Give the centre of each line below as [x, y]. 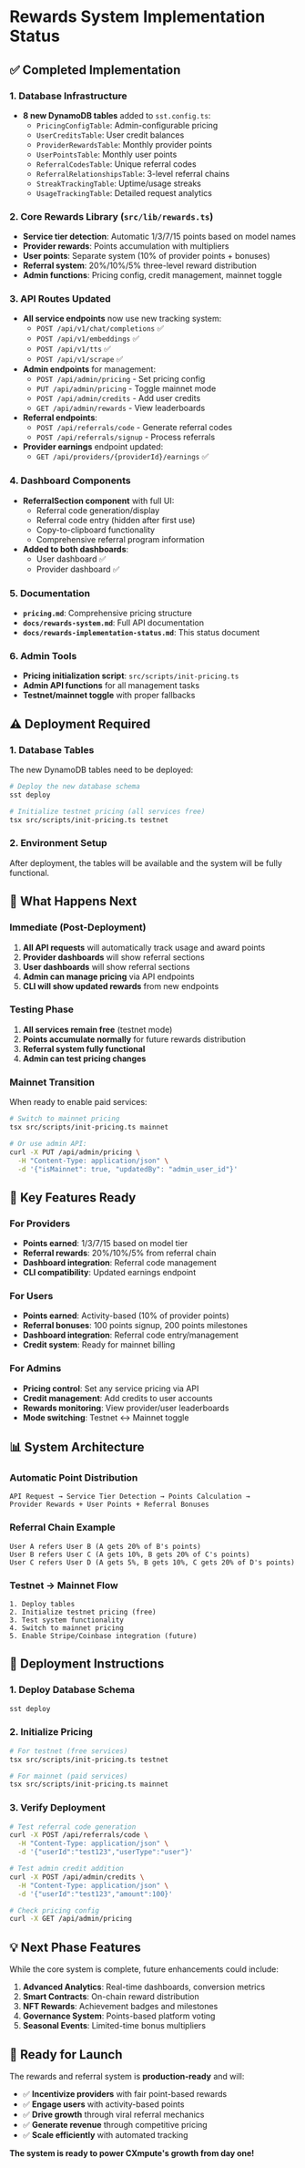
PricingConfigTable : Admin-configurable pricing [127, 125]
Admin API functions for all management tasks [111, 686]
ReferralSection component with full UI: [98, 501]
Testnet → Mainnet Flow [64, 1585]
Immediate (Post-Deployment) [78, 927]
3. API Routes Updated [60, 299]
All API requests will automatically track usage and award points [144, 947]
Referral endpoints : [60, 418]
